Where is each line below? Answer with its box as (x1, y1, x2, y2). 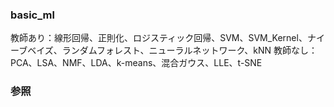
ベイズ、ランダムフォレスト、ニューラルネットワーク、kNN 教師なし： (27, 44, 318, 57)
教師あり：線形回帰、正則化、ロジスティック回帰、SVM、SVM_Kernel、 (10, 32, 308, 44)
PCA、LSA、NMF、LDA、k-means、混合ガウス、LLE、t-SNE (10, 57, 263, 69)
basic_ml (10, 8, 55, 22)
